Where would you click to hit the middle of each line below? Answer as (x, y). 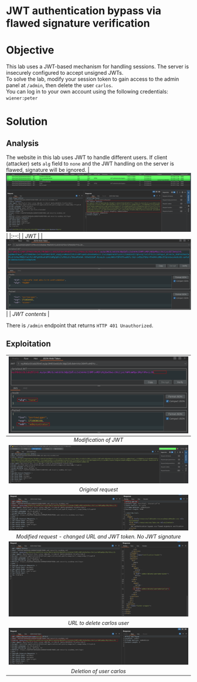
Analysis (23, 143)
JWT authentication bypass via (84, 11)
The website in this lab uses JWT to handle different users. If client (87, 158)
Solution (27, 122)
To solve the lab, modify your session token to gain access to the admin (93, 79)
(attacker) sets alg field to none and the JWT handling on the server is (90, 164)
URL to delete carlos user (98, 623)
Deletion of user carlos (98, 671)
